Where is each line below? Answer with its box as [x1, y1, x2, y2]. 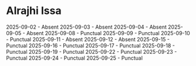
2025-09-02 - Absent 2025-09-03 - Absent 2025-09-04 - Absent [6, 23, 167, 30]
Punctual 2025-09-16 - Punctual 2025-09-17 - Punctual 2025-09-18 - [6, 42, 175, 49]
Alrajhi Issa [6, 4, 62, 18]
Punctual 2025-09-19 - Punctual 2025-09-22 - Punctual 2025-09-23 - [6, 48, 177, 55]
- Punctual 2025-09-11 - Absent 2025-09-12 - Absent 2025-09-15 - [6, 36, 170, 43]
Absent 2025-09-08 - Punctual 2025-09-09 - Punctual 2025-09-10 [26, 29, 191, 36]
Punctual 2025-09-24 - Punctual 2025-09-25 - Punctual [6, 54, 143, 61]
